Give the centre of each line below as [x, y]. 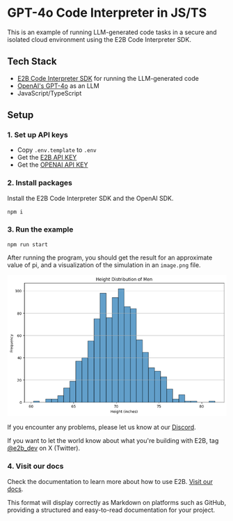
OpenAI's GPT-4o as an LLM [58, 86]
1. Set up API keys [38, 135]
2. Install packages [40, 183]
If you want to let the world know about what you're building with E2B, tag [113, 441]
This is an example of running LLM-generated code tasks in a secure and [112, 32]
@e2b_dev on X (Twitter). [44, 448]
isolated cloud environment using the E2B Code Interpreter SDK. [99, 39]
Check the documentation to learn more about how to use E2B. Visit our [110, 481]
